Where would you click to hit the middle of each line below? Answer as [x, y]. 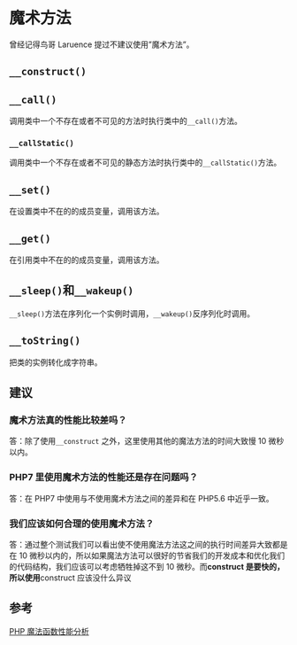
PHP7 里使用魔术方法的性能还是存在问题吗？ [104, 478]
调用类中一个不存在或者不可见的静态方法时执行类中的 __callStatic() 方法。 [145, 163]
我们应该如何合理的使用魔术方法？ [82, 524]
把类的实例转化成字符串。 [56, 362]
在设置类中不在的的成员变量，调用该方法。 [87, 211]
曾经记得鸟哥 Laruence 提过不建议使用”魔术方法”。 [102, 44]
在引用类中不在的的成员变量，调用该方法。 [87, 260]
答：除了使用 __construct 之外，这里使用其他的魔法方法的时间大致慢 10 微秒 [147, 441]
